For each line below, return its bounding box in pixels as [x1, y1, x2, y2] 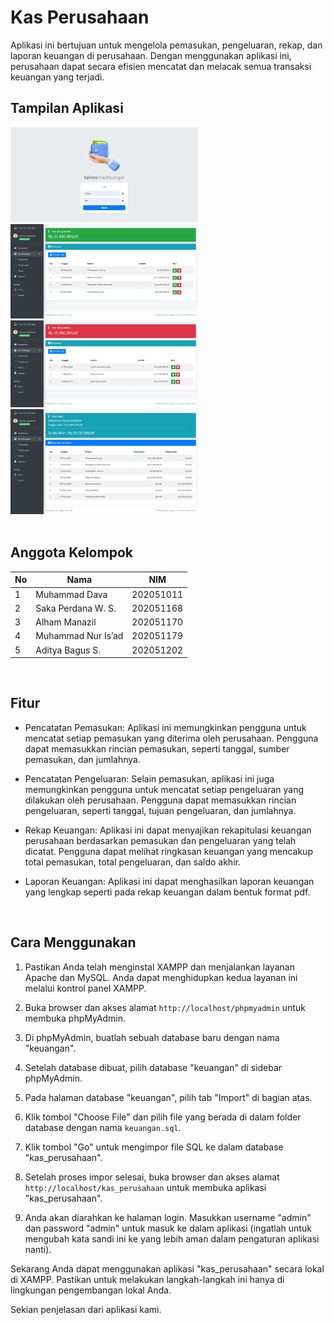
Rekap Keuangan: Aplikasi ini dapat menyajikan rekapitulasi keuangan [24, 824, 312, 836]
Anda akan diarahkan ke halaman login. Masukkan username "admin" [24, 1211, 312, 1223]
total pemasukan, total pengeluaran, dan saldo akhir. [24, 856, 241, 868]
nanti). [24, 1243, 52, 1255]
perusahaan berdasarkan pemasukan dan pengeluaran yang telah [24, 834, 297, 846]
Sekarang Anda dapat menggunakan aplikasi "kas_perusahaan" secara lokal [10, 1262, 325, 1275]
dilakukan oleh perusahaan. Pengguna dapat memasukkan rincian [24, 794, 297, 806]
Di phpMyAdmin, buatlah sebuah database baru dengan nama [24, 1031, 280, 1043]
